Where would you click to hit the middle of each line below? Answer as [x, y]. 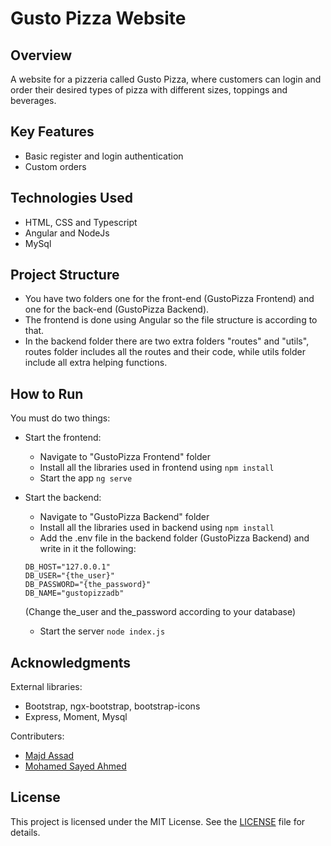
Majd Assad [49, 756]
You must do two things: [60, 418]
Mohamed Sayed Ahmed [75, 766]
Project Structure [65, 275]
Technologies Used [71, 198]
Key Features [52, 132]
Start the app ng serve [86, 478]
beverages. [33, 100]
